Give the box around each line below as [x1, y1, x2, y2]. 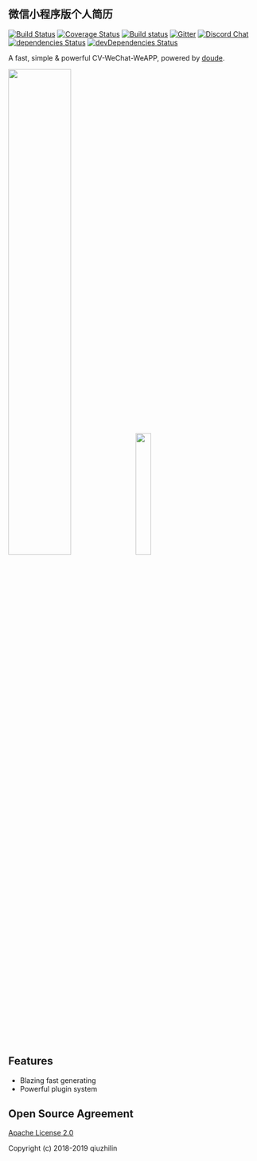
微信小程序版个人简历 [8, 7, 113, 22]
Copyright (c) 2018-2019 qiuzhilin [8, 1143, 118, 1153]
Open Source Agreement [8, 1107, 134, 1121]
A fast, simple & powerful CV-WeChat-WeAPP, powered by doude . [8, 53, 225, 62]
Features [8, 1054, 53, 1068]
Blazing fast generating [19, 1075, 96, 1085]
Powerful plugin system [19, 1084, 98, 1093]
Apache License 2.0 [8, 1128, 74, 1138]
